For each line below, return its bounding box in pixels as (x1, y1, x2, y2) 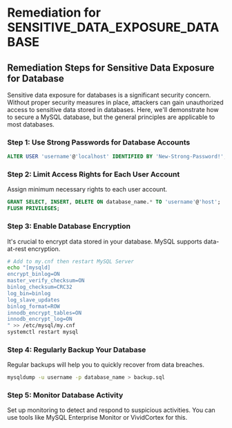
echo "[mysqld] (7, 264, 51, 271)
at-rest (7, 244, 26, 253)
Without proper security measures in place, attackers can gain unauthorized (7, 98, 224, 106)
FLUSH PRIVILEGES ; (7, 205, 60, 212)
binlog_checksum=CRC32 (7, 283, 72, 291)
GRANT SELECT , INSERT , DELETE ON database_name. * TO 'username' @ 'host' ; (7, 198, 221, 205)
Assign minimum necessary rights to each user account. (7, 185, 168, 194)
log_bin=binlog (7, 290, 51, 297)
